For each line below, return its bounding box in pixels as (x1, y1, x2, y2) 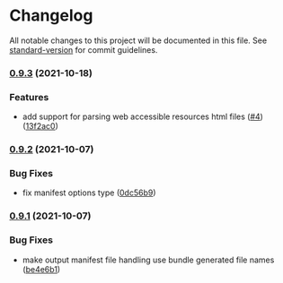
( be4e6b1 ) (22, 263, 61, 274)
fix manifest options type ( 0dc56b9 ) (22, 187, 156, 198)
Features (9, 90, 49, 103)
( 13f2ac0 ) (22, 121, 58, 132)
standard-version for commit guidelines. (9, 44, 158, 55)
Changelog (9, 5, 93, 26)
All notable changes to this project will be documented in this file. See (9, 35, 268, 46)
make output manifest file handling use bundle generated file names (22, 254, 275, 265)
